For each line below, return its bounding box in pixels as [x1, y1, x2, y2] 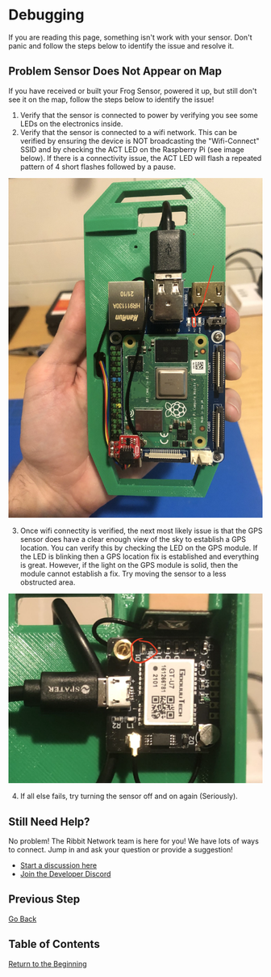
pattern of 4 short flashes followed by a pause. [19, 162, 176, 171]
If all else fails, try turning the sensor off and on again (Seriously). [19, 791, 238, 801]
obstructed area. [19, 577, 76, 587]
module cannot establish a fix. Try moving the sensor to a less [19, 569, 227, 578]
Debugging [8, 6, 85, 24]
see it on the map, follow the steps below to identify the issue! [8, 95, 215, 104]
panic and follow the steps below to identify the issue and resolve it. [8, 40, 235, 50]
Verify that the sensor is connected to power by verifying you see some [19, 110, 258, 120]
